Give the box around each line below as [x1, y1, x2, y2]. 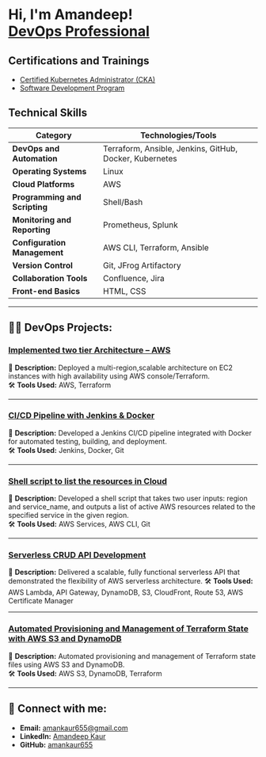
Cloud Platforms [12, 178, 75, 189]
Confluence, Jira [102, 272, 165, 283]
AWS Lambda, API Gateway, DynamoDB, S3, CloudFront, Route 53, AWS [8, 588, 244, 597]
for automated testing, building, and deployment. [8, 436, 168, 446]
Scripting [12, 201, 48, 212]
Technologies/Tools [139, 129, 217, 140]
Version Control [12, 260, 74, 271]
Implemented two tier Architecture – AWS [8, 344, 171, 356]
